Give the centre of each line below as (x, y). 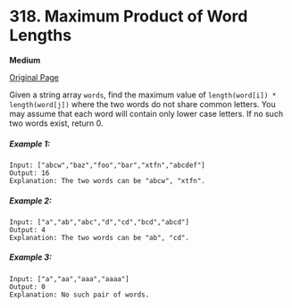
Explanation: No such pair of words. (79, 295)
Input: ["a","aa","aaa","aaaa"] (69, 279)
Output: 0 (28, 287)
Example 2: (30, 200)
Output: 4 (28, 229)
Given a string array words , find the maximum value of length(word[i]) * (143, 95)
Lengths (41, 35)
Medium (25, 60)
